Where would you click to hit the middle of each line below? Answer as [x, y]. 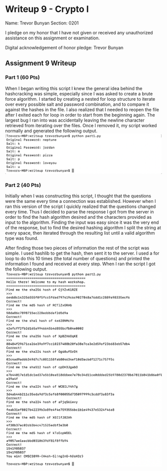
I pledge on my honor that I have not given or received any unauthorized [79, 32]
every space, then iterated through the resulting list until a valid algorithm [80, 233]
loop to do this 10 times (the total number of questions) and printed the [78, 259]
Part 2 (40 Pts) [23, 185]
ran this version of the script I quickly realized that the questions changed [81, 207]
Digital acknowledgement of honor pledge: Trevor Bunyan [64, 47]
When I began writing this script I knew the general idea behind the [74, 88]
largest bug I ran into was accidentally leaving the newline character [75, 120]
